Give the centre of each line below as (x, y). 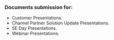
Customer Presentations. (37, 18)
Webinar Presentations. (36, 34)
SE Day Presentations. (34, 28)
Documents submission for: (38, 7)
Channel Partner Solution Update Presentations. (60, 23)
